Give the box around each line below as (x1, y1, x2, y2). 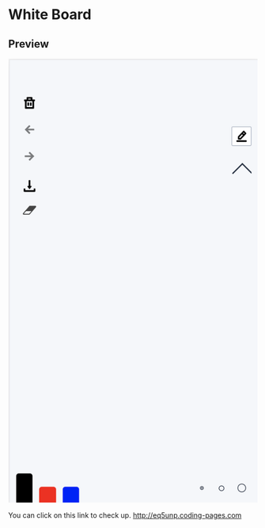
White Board (8, 6, 92, 24)
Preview (8, 37, 50, 51)
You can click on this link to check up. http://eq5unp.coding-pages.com (8, 511, 242, 520)
